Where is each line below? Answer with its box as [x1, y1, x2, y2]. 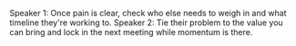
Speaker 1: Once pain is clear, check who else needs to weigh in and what [9, 8, 287, 18]
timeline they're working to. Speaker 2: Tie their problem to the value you [9, 17, 284, 28]
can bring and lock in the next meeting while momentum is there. [9, 27, 253, 37]
